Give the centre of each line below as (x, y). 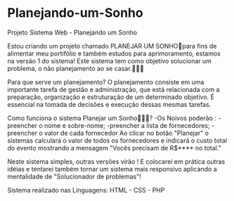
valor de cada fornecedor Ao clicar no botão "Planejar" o (127, 133)
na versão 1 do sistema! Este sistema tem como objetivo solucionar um (110, 60)
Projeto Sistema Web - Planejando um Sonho (72, 32)
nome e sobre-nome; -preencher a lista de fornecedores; (127, 125)
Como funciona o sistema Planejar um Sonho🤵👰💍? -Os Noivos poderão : (112, 118)
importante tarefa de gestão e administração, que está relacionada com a (113, 89)
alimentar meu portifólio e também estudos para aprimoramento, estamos (114, 53)
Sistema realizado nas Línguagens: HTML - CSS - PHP (86, 190)
